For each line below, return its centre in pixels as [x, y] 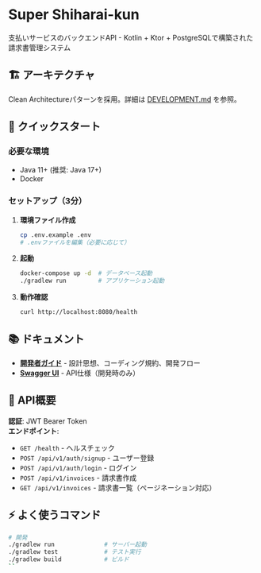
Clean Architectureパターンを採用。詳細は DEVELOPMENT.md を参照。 [125, 99]
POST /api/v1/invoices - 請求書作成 [78, 478]
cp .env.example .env [55, 235]
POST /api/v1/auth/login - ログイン [78, 467]
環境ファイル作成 [48, 219]
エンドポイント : [34, 431]
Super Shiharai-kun [74, 15]
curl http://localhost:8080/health [79, 312]
